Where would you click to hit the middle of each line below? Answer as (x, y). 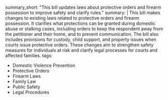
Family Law (24, 81)
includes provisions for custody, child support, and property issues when (81, 39)
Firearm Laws (27, 76)
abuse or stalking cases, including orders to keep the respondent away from (84, 29)
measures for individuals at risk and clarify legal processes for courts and (81, 50)
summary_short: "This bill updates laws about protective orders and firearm (83, 7)
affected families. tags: (29, 56)
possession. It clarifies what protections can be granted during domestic (80, 23)
